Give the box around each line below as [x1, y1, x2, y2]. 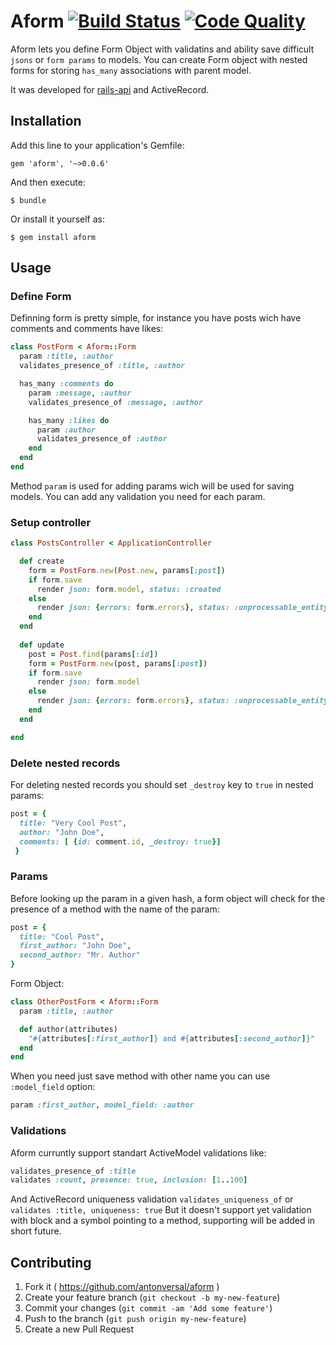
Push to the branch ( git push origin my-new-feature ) [24, 1313, 247, 1325]
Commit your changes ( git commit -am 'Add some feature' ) [24, 1302, 273, 1314]
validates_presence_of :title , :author [19, 361, 186, 371]
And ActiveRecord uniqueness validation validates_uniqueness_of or [10, 1193, 294, 1205]
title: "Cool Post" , [19, 931, 105, 942]
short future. [10, 1225, 62, 1237]
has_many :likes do [28, 415, 110, 425]
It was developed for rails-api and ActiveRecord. [10, 83, 210, 95]
